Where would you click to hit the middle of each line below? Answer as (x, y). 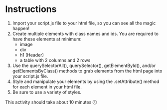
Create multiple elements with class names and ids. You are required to (85, 33)
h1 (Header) (32, 55)
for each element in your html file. (47, 86)
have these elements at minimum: (47, 39)
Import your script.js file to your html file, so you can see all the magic (84, 23)
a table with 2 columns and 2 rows (55, 60)
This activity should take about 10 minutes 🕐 (51, 102)
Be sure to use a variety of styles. (47, 92)
